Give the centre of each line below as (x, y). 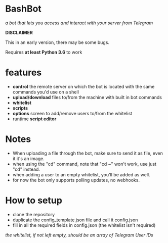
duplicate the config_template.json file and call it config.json (75, 220)
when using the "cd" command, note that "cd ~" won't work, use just (85, 164)
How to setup (34, 201)
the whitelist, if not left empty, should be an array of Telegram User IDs (79, 235)
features (24, 72)
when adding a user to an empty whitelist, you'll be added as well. (81, 174)
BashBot (23, 9)
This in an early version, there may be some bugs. (57, 42)
